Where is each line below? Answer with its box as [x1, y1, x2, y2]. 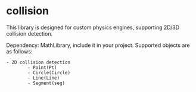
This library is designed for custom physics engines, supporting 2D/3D [6, 24, 180, 31]
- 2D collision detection [6, 59, 70, 65]
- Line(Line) [27, 75, 60, 81]
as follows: [6, 47, 33, 55]
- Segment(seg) [27, 80, 66, 86]
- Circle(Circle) [27, 69, 70, 75]
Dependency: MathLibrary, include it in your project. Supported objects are [6, 42, 190, 49]
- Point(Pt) [27, 64, 58, 71]
